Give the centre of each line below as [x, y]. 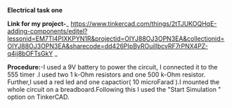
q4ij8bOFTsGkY [30, 53]
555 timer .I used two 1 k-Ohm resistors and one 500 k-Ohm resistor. [107, 74]
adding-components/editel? [47, 31]
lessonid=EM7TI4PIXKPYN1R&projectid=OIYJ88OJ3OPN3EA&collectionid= [116, 39]
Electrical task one [35, 10]
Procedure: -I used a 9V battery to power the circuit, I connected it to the [112, 67]
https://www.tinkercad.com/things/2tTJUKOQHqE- [143, 23]
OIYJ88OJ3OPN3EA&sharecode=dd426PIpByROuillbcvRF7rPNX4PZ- [108, 46]
